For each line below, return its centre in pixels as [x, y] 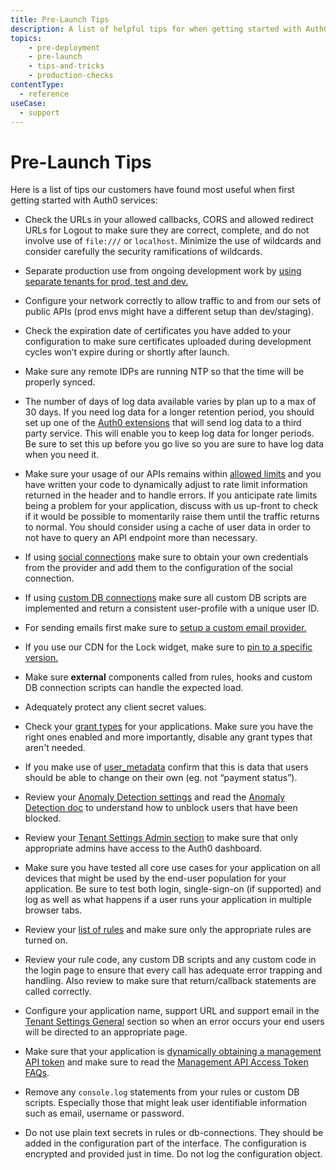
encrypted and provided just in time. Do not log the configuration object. [173, 1154]
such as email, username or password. [104, 1113]
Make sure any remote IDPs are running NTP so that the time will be [164, 372]
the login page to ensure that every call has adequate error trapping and [173, 970]
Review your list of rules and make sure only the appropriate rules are [168, 930]
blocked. [43, 818]
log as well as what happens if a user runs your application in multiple [168, 900]
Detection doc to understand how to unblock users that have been [161, 808]
